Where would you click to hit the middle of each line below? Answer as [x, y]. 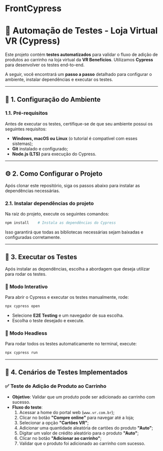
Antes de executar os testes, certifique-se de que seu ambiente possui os [79, 124]
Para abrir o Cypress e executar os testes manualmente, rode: [67, 297]
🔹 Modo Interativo [26, 287]
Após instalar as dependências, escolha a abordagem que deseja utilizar [78, 269]
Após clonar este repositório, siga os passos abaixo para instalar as [73, 185]
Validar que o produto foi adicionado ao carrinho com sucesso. [82, 443]
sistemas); [22, 144]
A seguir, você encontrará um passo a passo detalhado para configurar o [78, 74]
